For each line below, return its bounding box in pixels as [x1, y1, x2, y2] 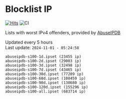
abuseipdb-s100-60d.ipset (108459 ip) [5, 76, 86, 81]
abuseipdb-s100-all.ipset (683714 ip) [5, 89, 86, 94]
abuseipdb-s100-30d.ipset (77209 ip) [5, 71, 84, 77]
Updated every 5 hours [5, 39, 53, 45]
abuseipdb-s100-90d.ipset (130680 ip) [5, 80, 86, 85]
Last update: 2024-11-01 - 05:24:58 [5, 44, 79, 50]
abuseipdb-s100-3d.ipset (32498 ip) [5, 63, 81, 68]
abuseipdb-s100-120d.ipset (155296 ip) [5, 85, 88, 90]
